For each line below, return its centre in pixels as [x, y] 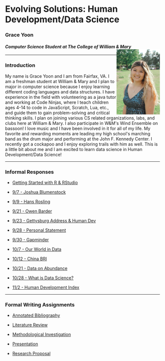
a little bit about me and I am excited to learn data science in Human [74, 149]
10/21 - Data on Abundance [40, 268]
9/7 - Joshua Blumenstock [39, 192]
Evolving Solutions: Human [61, 9]
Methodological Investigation [41, 334]
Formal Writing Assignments [40, 304]
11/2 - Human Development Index [46, 287]
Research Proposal [31, 354]
